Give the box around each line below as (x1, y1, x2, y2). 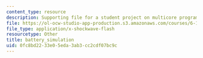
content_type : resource (6, 8, 66, 15)
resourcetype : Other (6, 31, 59, 37)
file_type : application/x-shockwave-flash (6, 25, 115, 32)
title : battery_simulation (6, 37, 74, 43)
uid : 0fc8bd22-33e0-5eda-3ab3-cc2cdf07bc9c (6, 43, 118, 49)
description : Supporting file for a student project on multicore (6, 14, 177, 21)
